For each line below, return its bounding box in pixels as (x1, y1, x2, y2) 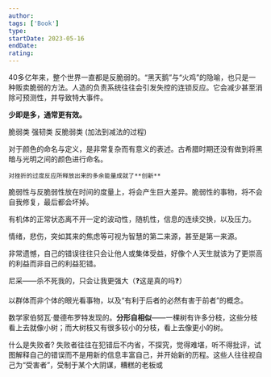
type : (8, 27, 27, 35)
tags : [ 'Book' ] (8, 19, 60, 27)
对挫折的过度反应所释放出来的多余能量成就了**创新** (8, 172, 161, 180)
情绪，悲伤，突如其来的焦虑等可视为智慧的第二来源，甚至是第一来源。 (8, 232, 242, 241)
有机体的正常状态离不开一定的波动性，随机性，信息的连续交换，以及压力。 (8, 215, 256, 224)
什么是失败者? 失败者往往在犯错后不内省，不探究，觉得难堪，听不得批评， (8, 340, 255, 350)
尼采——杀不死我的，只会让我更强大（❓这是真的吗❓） (8, 276, 187, 285)
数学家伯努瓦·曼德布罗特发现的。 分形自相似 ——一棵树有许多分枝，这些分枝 (8, 312, 258, 322)
